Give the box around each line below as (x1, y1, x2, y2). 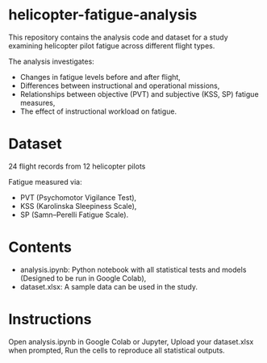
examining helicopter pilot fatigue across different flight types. (8, 40, 215, 50)
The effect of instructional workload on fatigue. (19, 106, 177, 116)
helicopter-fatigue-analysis (8, 6, 198, 24)
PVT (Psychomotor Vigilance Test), (19, 192, 137, 202)
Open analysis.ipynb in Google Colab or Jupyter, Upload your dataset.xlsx (8, 336, 254, 346)
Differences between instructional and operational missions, (19, 81, 220, 90)
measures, (19, 98, 56, 107)
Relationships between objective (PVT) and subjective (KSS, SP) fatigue (19, 89, 260, 98)
